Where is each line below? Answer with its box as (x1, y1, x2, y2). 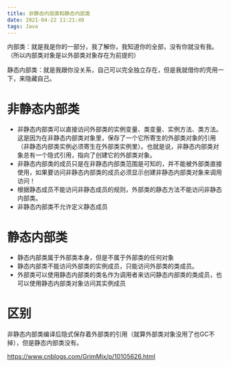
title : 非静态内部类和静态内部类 (7, 10, 91, 17)
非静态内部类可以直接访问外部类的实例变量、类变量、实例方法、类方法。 (16, 125, 222, 134)
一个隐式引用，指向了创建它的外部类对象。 (35, 151, 156, 159)
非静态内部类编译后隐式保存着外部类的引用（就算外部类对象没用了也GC (7, 330, 209, 338)
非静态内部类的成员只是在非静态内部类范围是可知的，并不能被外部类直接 (16, 160, 222, 168)
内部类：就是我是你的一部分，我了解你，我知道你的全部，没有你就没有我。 (7, 43, 218, 51)
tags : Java (7, 23, 38, 30)
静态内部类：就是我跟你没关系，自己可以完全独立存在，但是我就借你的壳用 (7, 66, 218, 74)
